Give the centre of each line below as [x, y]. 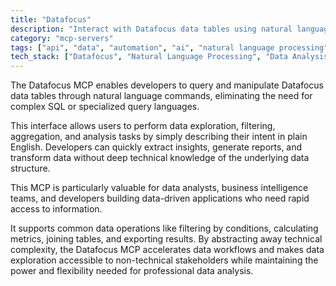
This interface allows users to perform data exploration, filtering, [143, 126]
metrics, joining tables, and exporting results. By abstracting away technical [166, 239]
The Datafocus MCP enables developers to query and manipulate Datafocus [167, 85]
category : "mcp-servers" [62, 38]
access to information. [56, 209]
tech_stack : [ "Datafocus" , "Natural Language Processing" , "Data [149, 57]
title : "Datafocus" [51, 19]
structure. [30, 168]
